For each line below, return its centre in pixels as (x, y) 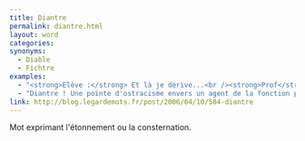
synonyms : (28, 52)
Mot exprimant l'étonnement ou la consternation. (101, 127)
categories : (32, 43)
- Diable (34, 60)
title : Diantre (38, 18)
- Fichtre (36, 69)
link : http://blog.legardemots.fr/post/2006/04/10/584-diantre (132, 102)
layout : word (34, 34)
